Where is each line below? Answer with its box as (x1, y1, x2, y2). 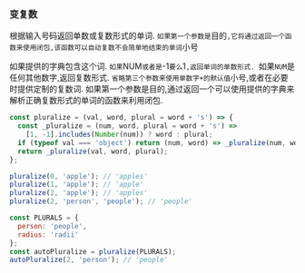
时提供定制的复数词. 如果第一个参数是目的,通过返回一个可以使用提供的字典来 (9, 83, 295, 94)
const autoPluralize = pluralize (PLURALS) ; (9, 247, 177, 256)
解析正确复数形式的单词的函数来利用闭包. (9, 95, 163, 106)
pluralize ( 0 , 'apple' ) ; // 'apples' (9, 171, 148, 180)
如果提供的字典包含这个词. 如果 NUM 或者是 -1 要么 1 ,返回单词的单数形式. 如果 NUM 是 (9, 61, 295, 72)
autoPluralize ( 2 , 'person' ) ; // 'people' (9, 256, 169, 265)
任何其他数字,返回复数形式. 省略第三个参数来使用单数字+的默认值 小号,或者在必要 (9, 73, 289, 83)
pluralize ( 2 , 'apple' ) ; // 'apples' (9, 189, 148, 198)
